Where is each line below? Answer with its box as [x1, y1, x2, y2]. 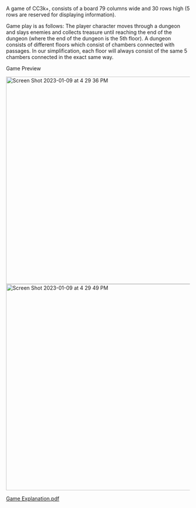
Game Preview [6, 65, 41, 72]
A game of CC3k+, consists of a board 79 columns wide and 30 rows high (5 [6, 5, 190, 12]
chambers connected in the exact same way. [6, 54, 114, 60]
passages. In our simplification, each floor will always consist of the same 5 [6, 47, 188, 54]
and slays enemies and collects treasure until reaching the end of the [6, 29, 172, 36]
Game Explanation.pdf [6, 495, 60, 502]
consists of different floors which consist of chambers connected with [6, 41, 175, 48]
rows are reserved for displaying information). [6, 11, 117, 18]
